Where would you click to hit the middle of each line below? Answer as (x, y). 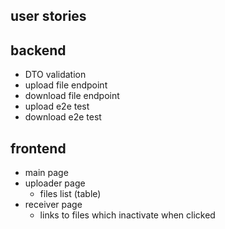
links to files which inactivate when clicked (127, 215)
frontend (38, 148)
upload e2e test (57, 106)
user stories (48, 16)
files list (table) (70, 194)
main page (46, 173)
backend (38, 50)
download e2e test (63, 117)
